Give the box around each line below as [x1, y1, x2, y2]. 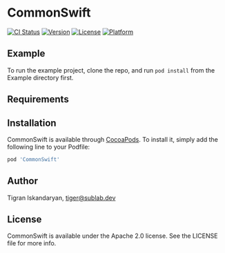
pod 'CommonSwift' [7, 156, 60, 163]
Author [7, 175, 38, 187]
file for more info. [7, 239, 57, 247]
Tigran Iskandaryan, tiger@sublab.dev [7, 194, 116, 202]
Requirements [7, 93, 69, 105]
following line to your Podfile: [7, 142, 90, 151]
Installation [7, 117, 57, 129]
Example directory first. [7, 73, 74, 82]
